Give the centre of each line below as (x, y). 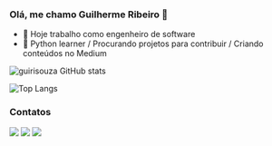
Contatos (30, 112)
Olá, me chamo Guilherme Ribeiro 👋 (89, 15)
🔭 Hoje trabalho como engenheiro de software (109, 34)
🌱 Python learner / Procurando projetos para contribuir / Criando (143, 44)
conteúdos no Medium (64, 54)
